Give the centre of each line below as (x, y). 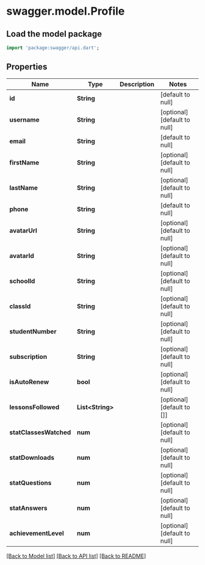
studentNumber (33, 331)
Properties (27, 67)
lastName (24, 188)
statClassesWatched (40, 432)
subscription (28, 356)
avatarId (22, 256)
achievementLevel (37, 533)
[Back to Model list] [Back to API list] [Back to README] (76, 556)
